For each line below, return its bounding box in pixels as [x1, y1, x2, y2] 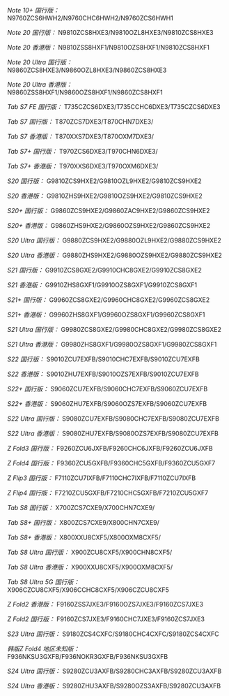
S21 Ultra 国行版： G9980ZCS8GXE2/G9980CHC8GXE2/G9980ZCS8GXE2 [7, 326, 221, 333]
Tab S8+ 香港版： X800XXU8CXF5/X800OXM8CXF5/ [7, 533, 161, 542]
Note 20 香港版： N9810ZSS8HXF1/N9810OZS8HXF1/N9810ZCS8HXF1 [7, 43, 210, 51]
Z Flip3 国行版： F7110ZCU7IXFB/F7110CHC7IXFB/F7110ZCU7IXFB [7, 474, 196, 482]
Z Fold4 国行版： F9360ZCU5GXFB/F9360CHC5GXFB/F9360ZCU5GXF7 [7, 459, 216, 467]
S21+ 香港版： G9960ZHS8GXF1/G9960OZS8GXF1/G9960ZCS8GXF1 [7, 310, 205, 319]
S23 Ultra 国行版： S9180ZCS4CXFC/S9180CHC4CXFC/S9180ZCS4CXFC [7, 630, 219, 638]
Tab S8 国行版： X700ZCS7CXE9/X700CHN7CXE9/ [7, 504, 155, 512]
